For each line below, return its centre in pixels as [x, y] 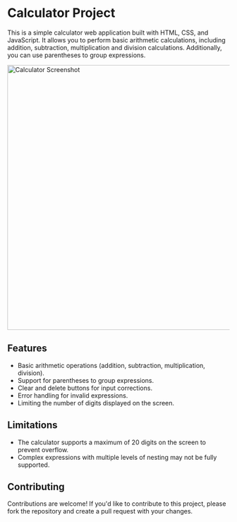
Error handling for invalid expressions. [73, 395]
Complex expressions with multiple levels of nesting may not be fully [117, 457]
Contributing [36, 486]
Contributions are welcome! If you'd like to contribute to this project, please [117, 504]
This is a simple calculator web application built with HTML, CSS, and [108, 32]
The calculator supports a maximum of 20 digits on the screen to [112, 442]
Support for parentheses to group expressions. [86, 380]
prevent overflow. [43, 449]
